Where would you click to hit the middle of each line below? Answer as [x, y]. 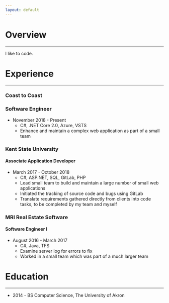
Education [27, 277]
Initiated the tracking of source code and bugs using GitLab [81, 193]
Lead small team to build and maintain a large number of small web [89, 183]
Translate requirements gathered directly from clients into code [86, 198]
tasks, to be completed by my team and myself [68, 204]
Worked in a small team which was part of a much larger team [84, 256]
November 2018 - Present [39, 120]
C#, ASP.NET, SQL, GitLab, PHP [53, 177]
